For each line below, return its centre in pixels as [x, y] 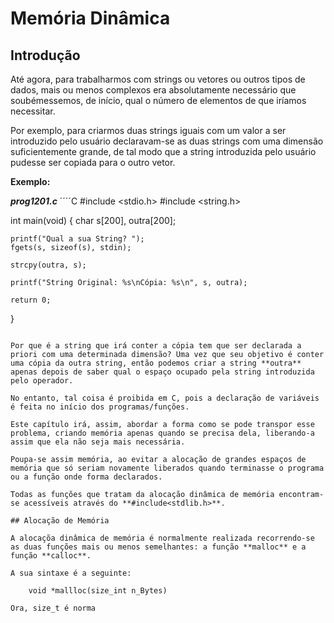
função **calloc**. [51, 556]
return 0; [31, 300]
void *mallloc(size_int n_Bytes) [98, 591]
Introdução [45, 55]
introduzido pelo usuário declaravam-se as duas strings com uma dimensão [167, 141]
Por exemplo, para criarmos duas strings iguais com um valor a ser [148, 130]
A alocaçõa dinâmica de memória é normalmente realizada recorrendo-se [162, 538]
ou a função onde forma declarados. [86, 477]
